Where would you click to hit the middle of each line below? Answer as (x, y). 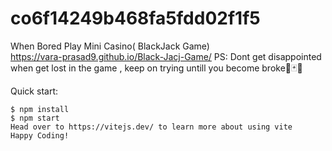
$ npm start (35, 118)
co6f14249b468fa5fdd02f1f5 (135, 18)
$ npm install (40, 109)
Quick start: (34, 91)
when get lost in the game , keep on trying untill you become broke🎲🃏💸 (156, 68)
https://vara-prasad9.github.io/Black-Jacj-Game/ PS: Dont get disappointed (166, 56)
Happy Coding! (40, 135)
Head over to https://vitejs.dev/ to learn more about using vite (151, 127)
